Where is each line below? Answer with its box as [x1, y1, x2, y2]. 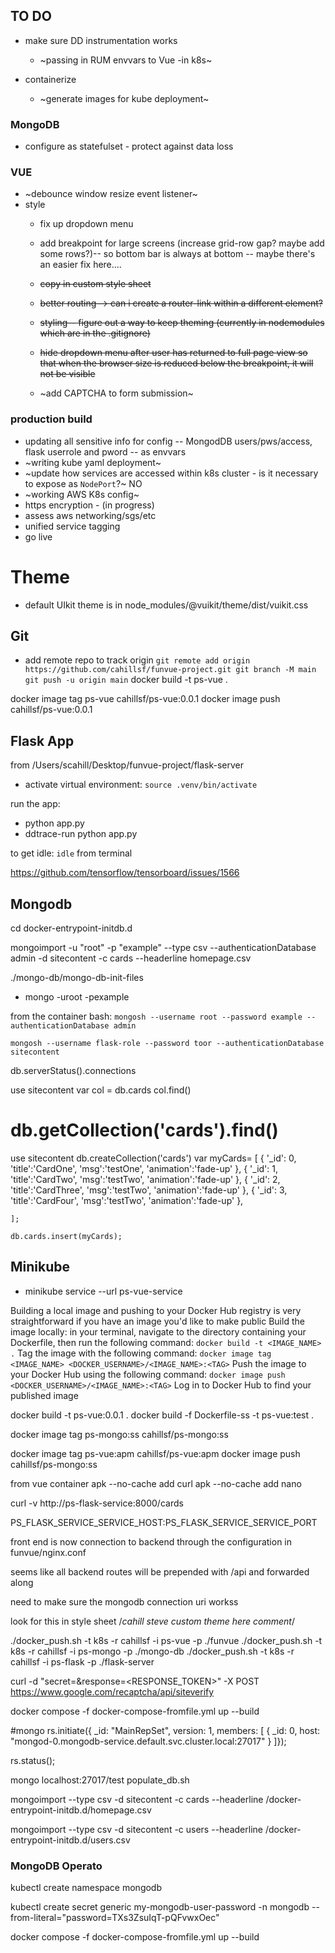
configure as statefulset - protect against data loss [24, 140, 234, 153]
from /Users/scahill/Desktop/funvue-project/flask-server [10, 759, 245, 771]
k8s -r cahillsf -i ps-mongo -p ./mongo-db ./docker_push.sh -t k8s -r [10, 1645, 295, 1657]
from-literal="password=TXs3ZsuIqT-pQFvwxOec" [10, 1912, 220, 1924]
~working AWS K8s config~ [24, 488, 140, 500]
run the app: [10, 798, 61, 810]
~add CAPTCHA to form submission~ [39, 387, 194, 399]
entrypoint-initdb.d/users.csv [10, 1834, 131, 1846]
